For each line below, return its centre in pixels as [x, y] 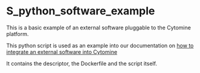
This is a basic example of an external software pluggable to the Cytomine [99, 28]
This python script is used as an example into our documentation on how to [100, 45]
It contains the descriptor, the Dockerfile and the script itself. [82, 63]
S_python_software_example [81, 11]
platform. [18, 34]
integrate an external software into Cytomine [62, 51]
